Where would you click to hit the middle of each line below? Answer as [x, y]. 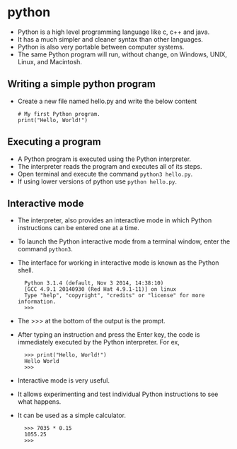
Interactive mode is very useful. [64, 381]
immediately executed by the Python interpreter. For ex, [99, 342]
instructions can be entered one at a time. [78, 228]
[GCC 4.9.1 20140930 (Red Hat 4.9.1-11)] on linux [100, 289]
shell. [25, 270]
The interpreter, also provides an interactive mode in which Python [115, 220]
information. [37, 302]
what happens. [39, 402]
